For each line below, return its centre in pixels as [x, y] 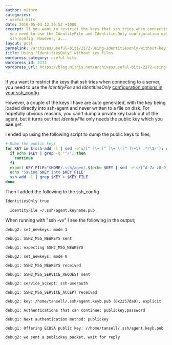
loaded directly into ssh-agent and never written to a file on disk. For [78, 108]
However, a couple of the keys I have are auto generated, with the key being [85, 103]
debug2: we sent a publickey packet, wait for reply [63, 337]
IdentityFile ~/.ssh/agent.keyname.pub [52, 210]
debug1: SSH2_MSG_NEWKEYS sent [39, 238]
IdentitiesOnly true [27, 201]
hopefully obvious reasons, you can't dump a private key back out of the [82, 114]
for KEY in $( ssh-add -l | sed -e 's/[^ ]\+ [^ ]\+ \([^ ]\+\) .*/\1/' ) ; [84, 149]
